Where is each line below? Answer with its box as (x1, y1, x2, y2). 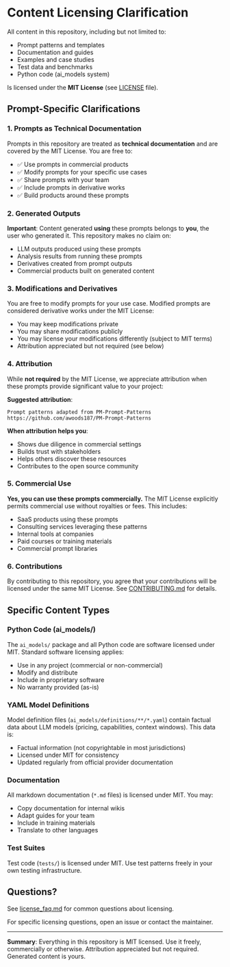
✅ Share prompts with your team (16, 175, 110, 183)
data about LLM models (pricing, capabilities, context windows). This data (7, 723, 216, 731)
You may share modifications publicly (16, 328, 123, 336)
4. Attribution (7, 359, 53, 369)
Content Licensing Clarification (7, 5, 189, 21)
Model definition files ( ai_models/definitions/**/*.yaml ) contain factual (7, 716, 211, 724)
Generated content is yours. (7, 952, 86, 960)
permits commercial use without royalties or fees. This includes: (7, 501, 188, 510)
